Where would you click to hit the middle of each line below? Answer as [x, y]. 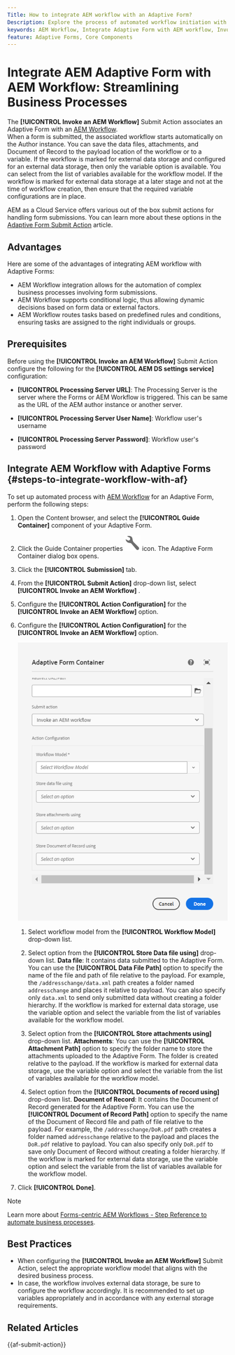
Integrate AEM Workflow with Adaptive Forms [109, 469]
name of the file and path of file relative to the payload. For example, [126, 975]
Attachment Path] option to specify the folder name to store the [120, 1048]
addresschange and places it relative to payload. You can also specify [127, 990]
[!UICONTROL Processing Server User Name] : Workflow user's [110, 418]
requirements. [37, 1306]
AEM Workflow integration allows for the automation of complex [109, 285]
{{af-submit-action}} [37, 1344]
